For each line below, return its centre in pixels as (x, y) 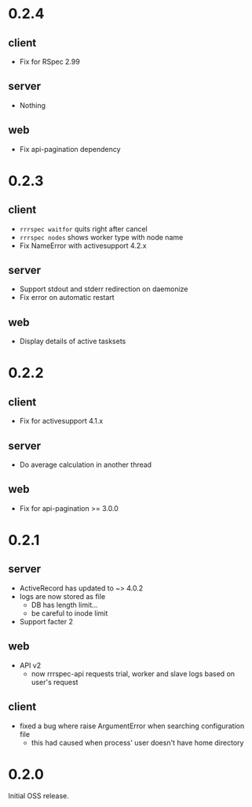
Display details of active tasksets (73, 341)
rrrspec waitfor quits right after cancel (83, 228)
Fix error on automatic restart (67, 298)
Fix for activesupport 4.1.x (61, 421)
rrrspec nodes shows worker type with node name (101, 237)
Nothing (32, 105)
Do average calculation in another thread (85, 465)
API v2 (30, 665)
